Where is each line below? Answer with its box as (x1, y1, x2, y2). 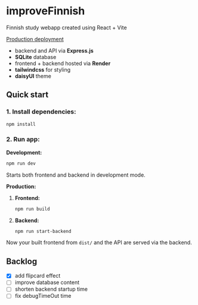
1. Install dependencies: (6, 107, 76, 116)
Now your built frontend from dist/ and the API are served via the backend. (6, 239, 192, 246)
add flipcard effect (14, 272, 61, 279)
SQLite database (14, 53, 57, 60)
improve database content (14, 279, 79, 286)
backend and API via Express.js (14, 47, 94, 54)
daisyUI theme (14, 72, 52, 79)
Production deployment (6, 35, 64, 42)
